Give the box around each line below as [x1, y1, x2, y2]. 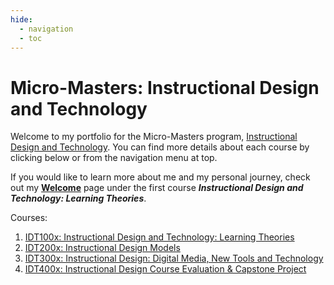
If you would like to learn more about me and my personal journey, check [10, 171, 311, 183]
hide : [10, 14, 33, 25]
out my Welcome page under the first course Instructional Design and [10, 182, 304, 194]
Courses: [10, 212, 48, 224]
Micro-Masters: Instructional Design [10, 76, 320, 99]
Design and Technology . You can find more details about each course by [10, 141, 310, 153]
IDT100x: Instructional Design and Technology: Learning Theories [24, 231, 295, 243]
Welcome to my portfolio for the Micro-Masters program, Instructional [10, 131, 298, 143]
